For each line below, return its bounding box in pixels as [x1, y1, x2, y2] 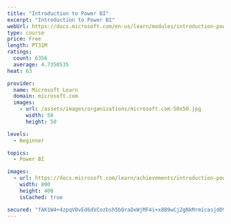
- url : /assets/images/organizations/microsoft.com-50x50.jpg [19, 106, 201, 113]
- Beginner [13, 137, 45, 144]
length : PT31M [7, 42, 48, 49]
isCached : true [19, 194, 63, 201]
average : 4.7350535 [13, 61, 69, 68]
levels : [7, 131, 30, 137]
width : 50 [25, 112, 54, 119]
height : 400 [19, 187, 54, 194]
